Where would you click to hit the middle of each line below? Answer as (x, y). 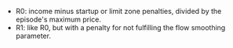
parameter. (33, 36)
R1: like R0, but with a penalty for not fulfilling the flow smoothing (120, 27)
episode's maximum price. (58, 19)
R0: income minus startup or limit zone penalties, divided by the (118, 11)
